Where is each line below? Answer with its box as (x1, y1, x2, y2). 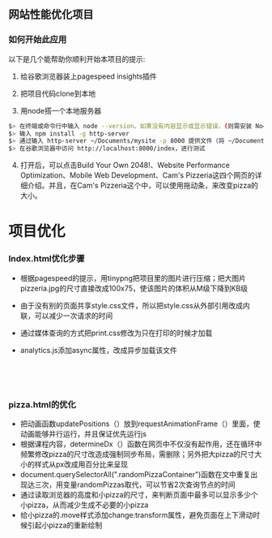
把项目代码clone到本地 (19, 88, 96, 98)
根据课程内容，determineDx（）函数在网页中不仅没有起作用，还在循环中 (19, 439, 262, 449)
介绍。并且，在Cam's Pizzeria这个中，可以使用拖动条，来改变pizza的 (27, 181, 259, 191)
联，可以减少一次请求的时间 (19, 311, 113, 321)
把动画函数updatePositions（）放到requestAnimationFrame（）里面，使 (19, 419, 261, 428)
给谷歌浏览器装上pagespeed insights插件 (19, 71, 158, 81)
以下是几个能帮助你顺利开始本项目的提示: (8, 54, 146, 63)
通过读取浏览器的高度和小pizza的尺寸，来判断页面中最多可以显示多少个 (19, 489, 259, 499)
